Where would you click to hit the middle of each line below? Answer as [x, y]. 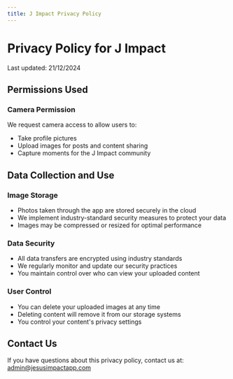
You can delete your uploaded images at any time [89, 307]
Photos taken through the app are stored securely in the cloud [107, 210]
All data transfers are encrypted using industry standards [100, 259]
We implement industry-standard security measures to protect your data [122, 217]
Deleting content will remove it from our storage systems [99, 314]
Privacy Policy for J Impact [87, 48]
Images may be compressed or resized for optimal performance [110, 225]
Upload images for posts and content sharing [83, 146]
